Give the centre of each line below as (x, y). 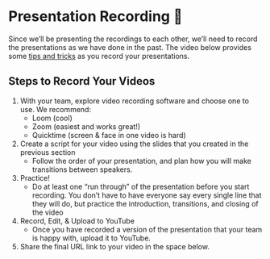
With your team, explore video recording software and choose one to (135, 101)
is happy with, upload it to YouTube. (91, 238)
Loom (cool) (52, 118)
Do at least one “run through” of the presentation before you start (141, 186)
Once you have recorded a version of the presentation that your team (147, 229)
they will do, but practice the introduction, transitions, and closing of (145, 203)
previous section (48, 152)
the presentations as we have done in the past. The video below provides (130, 47)
